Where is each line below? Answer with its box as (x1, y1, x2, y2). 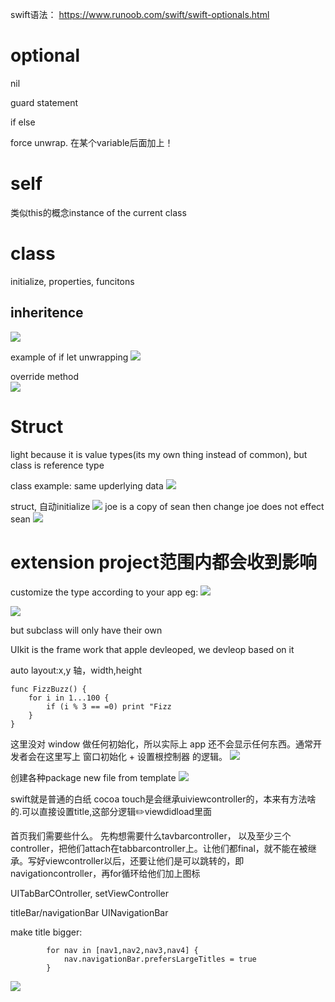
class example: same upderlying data (10, 479, 164, 492)
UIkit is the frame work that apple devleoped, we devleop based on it (10, 643, 295, 655)
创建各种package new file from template (10, 771, 177, 783)
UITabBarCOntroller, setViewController (10, 887, 169, 899)
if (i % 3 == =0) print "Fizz (46, 701, 172, 712)
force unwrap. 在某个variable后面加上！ (10, 136, 174, 148)
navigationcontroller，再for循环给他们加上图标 (10, 867, 201, 879)
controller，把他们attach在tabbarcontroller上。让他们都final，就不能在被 (10, 842, 308, 854)
